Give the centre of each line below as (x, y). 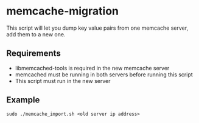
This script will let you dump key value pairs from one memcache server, (97, 28)
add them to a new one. (36, 34)
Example (23, 100)
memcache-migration (63, 11)
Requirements (33, 54)
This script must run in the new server (63, 81)
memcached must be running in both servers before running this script (104, 75)
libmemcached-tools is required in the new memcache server (92, 68)
